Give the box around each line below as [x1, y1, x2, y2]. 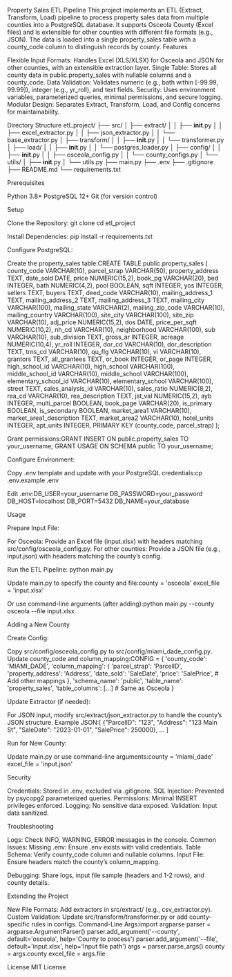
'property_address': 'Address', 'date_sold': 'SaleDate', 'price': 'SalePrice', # [7, 669, 219, 678]
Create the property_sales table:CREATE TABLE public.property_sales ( [7, 259, 209, 267]
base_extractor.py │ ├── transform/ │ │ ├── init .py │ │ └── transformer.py [7, 136, 224, 144]
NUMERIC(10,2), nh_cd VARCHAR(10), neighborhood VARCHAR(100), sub [7, 326, 215, 333]
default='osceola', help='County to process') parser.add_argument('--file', [7, 935, 218, 943]
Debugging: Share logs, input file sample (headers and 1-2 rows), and [7, 871, 205, 879]
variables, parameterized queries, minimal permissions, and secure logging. [7, 93, 223, 101]
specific [7, 920, 30, 928]
